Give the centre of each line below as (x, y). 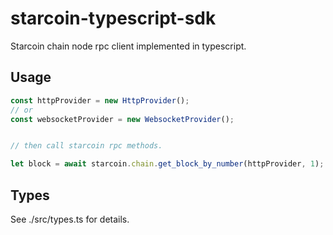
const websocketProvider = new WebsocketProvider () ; (122, 119)
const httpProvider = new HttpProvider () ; (100, 100)
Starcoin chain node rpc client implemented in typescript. (128, 46)
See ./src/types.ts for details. (70, 219)
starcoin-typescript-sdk (113, 18)
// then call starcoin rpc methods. (86, 146)
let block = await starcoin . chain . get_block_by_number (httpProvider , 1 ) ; (167, 164)
